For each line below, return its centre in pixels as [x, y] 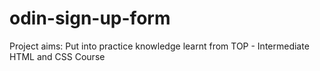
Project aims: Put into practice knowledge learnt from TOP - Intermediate [159, 46]
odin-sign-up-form [90, 18]
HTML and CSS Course [57, 56]
